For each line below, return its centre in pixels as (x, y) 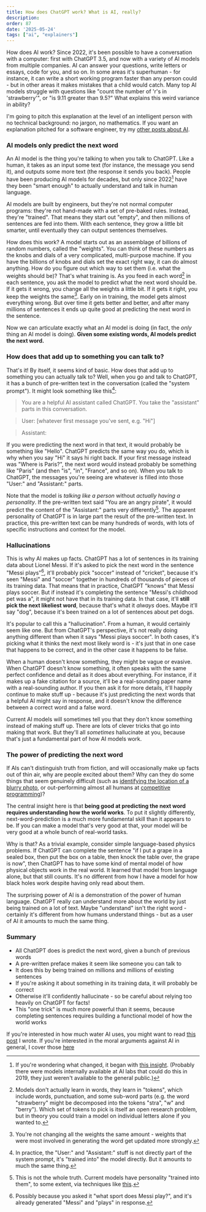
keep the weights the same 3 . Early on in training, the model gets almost (97, 296)
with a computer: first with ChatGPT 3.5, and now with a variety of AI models (103, 59)
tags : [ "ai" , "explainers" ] (42, 35)
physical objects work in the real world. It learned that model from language (102, 870)
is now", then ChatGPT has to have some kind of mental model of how (95, 863)
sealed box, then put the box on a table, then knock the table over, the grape (103, 857)
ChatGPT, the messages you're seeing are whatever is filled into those (95, 477)
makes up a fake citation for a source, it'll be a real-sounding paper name (99, 681)
